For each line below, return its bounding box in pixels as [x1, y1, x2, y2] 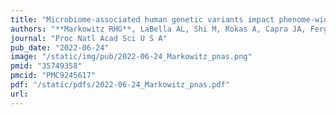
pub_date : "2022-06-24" [10, 42, 110, 53]
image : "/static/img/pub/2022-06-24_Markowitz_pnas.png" [10, 52, 253, 62]
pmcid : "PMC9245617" [10, 71, 97, 81]
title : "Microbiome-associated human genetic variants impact [10, 14, 275, 25]
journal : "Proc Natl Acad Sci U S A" [10, 33, 168, 43]
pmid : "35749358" [10, 61, 83, 71]
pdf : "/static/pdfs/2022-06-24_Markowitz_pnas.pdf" [10, 80, 230, 90]
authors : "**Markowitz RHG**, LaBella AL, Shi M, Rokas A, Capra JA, [10, 24, 307, 34]
